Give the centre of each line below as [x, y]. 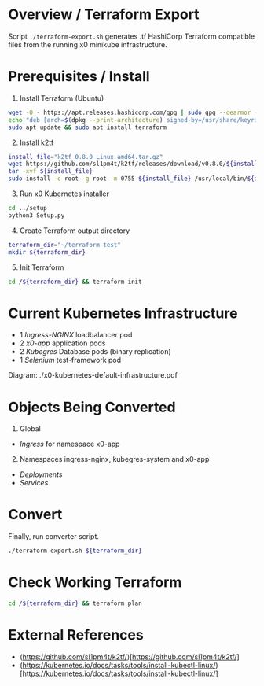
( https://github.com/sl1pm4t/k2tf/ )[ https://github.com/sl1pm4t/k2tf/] [129, 656]
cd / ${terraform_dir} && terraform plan [75, 603]
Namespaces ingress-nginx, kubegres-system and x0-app [114, 459]
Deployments [41, 474]
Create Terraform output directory [75, 231]
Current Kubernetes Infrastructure [123, 313]
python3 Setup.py [37, 215]
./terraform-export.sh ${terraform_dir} [75, 551]
